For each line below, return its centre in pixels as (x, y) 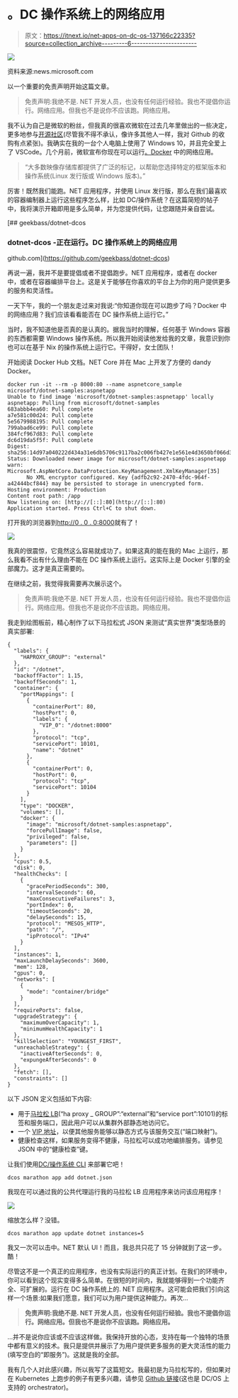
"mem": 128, (32, 967)
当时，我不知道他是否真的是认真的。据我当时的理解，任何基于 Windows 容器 (119, 329)
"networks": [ (34, 979)
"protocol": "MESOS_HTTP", (66, 924)
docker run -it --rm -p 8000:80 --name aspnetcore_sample (95, 385)
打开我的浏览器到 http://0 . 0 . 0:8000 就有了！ (73, 523)
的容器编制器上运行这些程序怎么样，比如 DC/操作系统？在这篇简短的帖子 (113, 200)
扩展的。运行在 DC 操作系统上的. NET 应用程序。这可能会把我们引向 (125, 1289)
